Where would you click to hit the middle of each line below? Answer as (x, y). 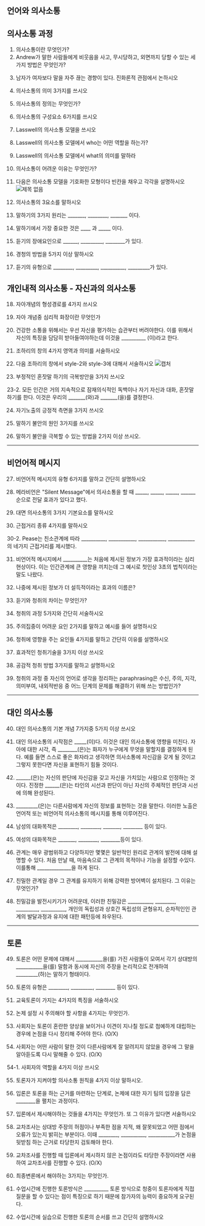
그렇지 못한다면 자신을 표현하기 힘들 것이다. (67, 764)
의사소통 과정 (30, 33)
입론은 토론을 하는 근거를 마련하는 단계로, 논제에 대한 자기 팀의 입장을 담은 (103, 1093)
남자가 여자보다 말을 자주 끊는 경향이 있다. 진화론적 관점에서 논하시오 (97, 78)
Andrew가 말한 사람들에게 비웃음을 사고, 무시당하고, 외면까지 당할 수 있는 (102, 57)
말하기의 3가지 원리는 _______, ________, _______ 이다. (78, 215)
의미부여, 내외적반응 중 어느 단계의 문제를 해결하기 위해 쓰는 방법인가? (98, 685)
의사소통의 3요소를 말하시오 (48, 202)
